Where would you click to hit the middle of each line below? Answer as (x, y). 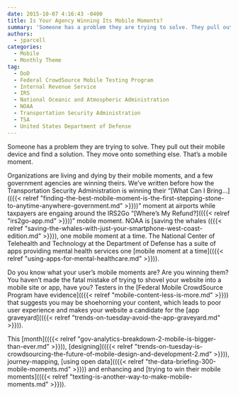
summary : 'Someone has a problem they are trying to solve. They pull (114, 27)
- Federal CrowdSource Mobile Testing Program (84, 80)
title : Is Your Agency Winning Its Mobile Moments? (85, 21)
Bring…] (218, 190)
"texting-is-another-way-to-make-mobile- (131, 377)
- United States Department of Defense (73, 126)
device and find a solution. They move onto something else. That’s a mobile (118, 154)
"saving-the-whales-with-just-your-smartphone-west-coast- (114, 228)
